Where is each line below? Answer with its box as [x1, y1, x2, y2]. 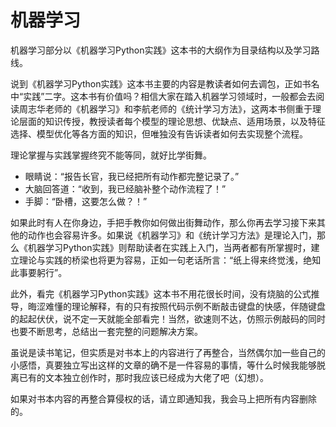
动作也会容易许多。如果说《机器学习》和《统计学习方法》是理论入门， [27, 229, 317, 241]
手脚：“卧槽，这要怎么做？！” [24, 195, 148, 207]
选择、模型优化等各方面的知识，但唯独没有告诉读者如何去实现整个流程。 [10, 127, 308, 140]
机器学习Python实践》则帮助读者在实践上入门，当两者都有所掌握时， [27, 241, 312, 253]
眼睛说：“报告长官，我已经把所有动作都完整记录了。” [24, 170, 240, 182]
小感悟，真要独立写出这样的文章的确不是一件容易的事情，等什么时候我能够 [10, 359, 317, 371]
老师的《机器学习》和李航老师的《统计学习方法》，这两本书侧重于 [44, 102, 313, 115]
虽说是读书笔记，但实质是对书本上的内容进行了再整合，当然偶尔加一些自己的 [10, 346, 326, 358]
